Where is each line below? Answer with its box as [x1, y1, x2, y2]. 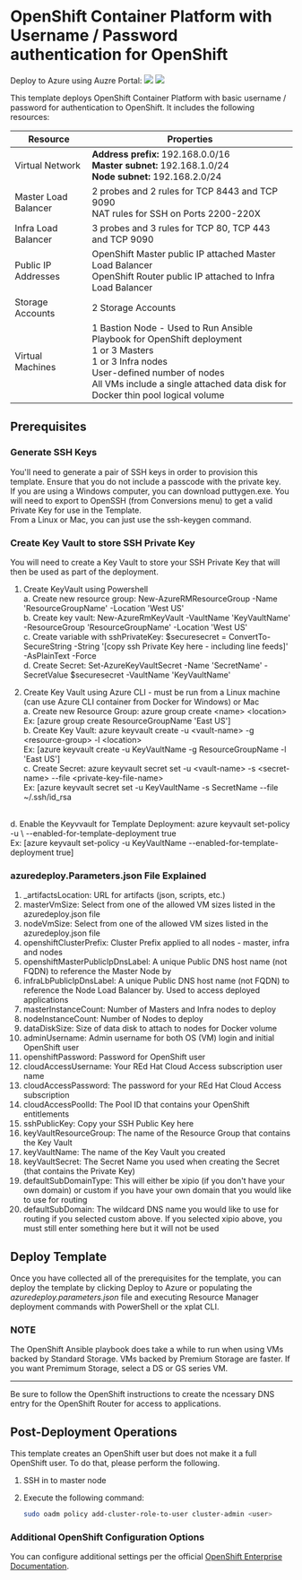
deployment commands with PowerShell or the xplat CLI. [10, 1301, 220, 1312]
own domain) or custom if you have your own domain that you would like [22, 1185, 292, 1196]
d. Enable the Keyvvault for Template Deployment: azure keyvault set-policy [10, 818, 290, 829]
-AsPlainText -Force [22, 650, 97, 660]
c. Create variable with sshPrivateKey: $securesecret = [22, 631, 227, 642]
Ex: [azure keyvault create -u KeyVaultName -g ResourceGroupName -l [22, 744, 287, 755]
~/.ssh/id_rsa [22, 791, 73, 802]
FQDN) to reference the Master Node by [22, 966, 172, 977]
